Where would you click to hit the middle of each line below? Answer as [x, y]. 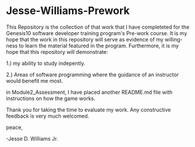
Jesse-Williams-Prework [68, 11]
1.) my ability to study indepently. [46, 63]
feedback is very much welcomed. [48, 116]
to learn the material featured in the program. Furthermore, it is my [99, 46]
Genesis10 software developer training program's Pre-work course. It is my [97, 33]
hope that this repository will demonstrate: [57, 52]
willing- [174, 39]
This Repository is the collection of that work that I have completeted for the [98, 27]
